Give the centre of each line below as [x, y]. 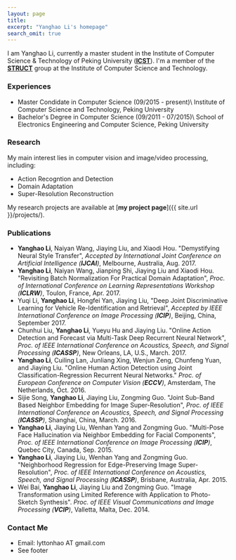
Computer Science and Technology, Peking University [96, 109]
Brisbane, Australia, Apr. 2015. [184, 480]
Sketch [28, 502]
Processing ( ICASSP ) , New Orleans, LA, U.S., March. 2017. [102, 353]
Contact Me [28, 528]
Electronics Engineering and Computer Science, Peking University [113, 124]
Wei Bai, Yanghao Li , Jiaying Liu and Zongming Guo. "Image [104, 487]
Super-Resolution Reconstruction [65, 193]
